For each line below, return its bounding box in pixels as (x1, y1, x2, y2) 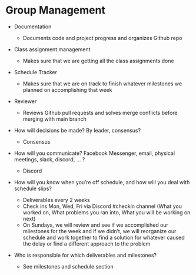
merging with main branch (22, 115, 87, 122)
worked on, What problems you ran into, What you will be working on (22, 208, 191, 216)
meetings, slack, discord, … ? (14, 155, 85, 163)
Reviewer (14, 98, 37, 105)
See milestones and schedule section (22, 263, 114, 270)
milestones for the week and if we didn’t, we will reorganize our (22, 227, 177, 234)
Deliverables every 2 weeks (22, 196, 90, 203)
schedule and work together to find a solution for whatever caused (22, 234, 185, 241)
